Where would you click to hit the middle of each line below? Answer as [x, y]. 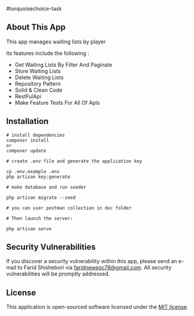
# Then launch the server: [40, 218]
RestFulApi [28, 96]
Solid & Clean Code [38, 90]
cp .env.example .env [33, 171]
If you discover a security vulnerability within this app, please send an [92, 261]
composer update [26, 151]
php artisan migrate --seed [41, 198]
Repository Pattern [38, 83]
